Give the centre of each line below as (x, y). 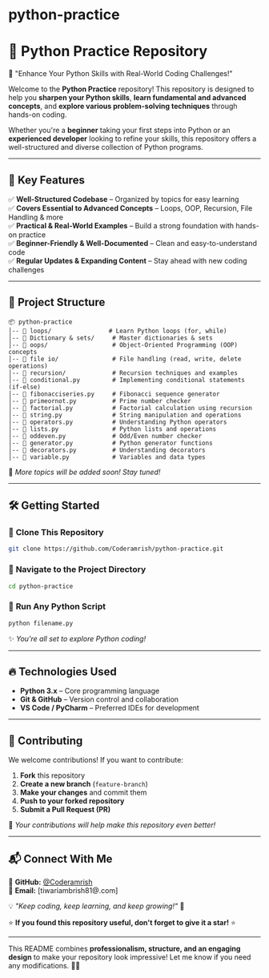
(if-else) (25, 387)
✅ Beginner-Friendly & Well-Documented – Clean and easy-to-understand (133, 243)
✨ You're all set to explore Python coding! (77, 638)
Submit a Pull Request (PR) (65, 810)
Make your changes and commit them (83, 793)
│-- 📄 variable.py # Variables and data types (107, 457)
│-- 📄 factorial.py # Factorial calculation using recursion (130, 408)
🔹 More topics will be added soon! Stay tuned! (84, 472)
